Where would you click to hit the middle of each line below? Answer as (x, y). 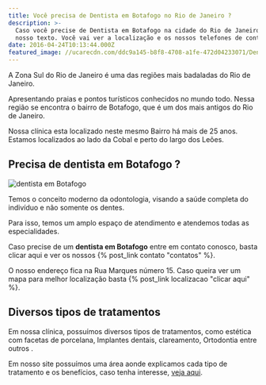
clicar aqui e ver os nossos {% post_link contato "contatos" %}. (112, 255)
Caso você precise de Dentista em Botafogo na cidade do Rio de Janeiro (138, 30)
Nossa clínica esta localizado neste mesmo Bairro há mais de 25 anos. (123, 131)
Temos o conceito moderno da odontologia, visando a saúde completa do (129, 198)
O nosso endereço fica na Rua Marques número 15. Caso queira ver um (125, 270)
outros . (21, 348)
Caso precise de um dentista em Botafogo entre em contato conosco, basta (133, 246)
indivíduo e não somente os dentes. (66, 207)
